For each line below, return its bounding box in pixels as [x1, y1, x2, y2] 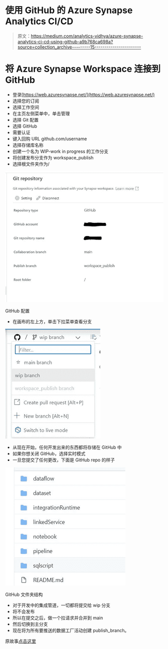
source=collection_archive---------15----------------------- [17, 44, 141, 50]
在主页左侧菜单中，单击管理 [12, 110, 70, 116]
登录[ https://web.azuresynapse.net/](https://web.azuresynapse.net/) [12, 91, 155, 97]
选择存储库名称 [12, 142, 44, 148]
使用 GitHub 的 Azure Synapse [5, 5, 133, 16]
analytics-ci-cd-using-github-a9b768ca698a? [17, 38, 113, 44]
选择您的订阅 [12, 98, 39, 104]
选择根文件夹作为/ [12, 161, 50, 167]
